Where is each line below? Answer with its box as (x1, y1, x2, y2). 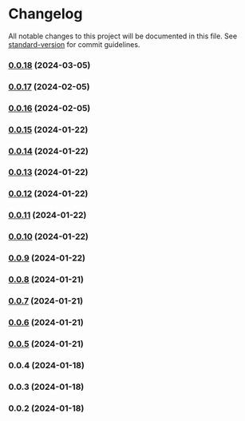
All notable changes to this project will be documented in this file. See (8, 31, 238, 41)
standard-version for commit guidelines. (8, 39, 140, 49)
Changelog (8, 5, 83, 23)
